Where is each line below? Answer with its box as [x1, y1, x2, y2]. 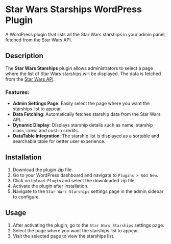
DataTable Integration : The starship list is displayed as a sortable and [12, 133, 160, 139]
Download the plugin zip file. [12, 166, 73, 173]
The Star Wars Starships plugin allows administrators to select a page [5, 65, 153, 71]
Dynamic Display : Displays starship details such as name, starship [12, 122, 153, 128]
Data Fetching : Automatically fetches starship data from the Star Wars [12, 111, 161, 117]
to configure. [12, 193, 40, 200]
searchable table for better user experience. [12, 138, 106, 144]
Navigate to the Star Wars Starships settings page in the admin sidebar [12, 188, 164, 194]
